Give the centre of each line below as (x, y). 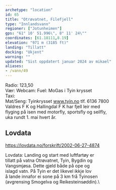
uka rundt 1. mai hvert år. (31, 117)
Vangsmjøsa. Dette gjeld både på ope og (47, 166)
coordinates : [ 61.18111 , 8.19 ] (37, 38)
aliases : (14, 66)
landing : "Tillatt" (26, 47)
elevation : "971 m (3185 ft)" (37, 43)
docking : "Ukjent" (24, 52)
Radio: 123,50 (19, 85)
